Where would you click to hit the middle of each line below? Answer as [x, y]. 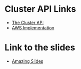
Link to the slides [40, 48]
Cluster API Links [40, 9]
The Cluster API [27, 23]
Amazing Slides [27, 61]
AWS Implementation [33, 27]
